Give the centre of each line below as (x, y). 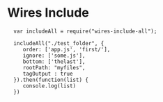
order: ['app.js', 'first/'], (67, 49)
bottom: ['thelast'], (54, 61)
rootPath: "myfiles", (54, 67)
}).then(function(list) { (51, 80)
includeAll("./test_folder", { (59, 43)
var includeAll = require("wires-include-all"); (85, 31)
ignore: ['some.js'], (54, 56)
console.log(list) (49, 86)
